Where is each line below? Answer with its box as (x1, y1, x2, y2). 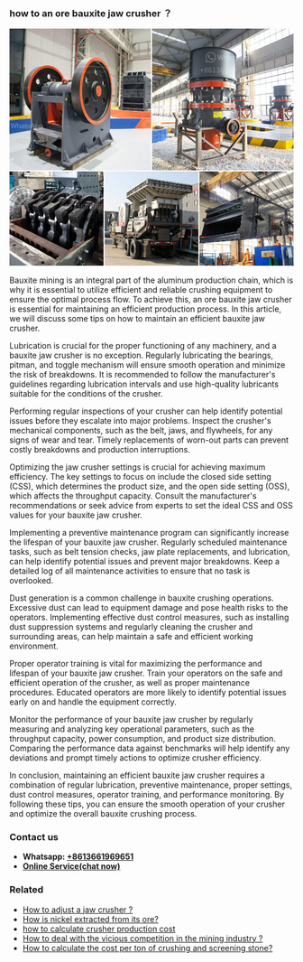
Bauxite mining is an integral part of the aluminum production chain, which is (9, 275, 294, 285)
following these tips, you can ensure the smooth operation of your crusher (9, 799, 286, 809)
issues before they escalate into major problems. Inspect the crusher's (9, 415, 272, 425)
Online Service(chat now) (22, 861, 121, 872)
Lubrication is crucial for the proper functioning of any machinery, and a (9, 340, 277, 350)
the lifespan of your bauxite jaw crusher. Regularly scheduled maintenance (9, 537, 288, 547)
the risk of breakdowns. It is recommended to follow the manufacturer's (9, 369, 276, 379)
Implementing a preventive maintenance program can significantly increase (9, 527, 289, 537)
